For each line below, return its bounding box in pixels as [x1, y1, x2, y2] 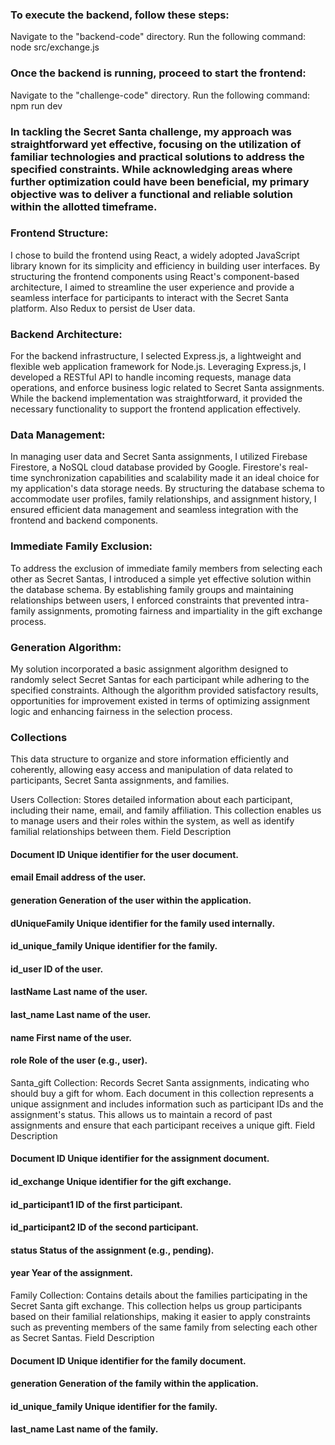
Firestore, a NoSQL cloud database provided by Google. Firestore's [10, 461, 287, 473]
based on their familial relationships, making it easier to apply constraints [10, 1311, 311, 1323]
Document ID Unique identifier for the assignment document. [10, 1153, 270, 1165]
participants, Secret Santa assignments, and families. [10, 774, 230, 787]
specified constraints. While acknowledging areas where [10, 162, 293, 176]
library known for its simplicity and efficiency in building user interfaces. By [10, 259, 321, 272]
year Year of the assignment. [10, 1267, 133, 1279]
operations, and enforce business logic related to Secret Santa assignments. [10, 382, 325, 394]
